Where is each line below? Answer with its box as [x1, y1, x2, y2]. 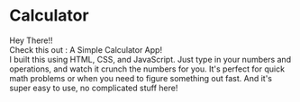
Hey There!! [9, 35, 53, 46]
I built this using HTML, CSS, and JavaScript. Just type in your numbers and [9, 54, 291, 64]
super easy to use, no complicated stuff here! [9, 82, 178, 93]
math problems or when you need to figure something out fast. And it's [9, 72, 273, 83]
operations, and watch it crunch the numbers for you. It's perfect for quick [9, 64, 286, 74]
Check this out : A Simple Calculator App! [9, 44, 163, 55]
